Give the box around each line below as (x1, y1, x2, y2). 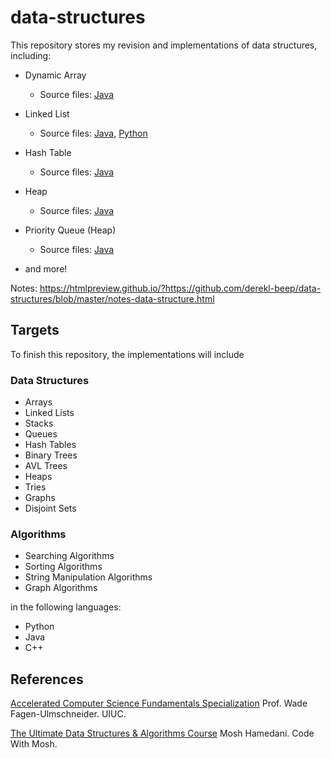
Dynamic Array (24, 69, 87, 81)
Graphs (24, 492, 56, 504)
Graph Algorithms (24, 582, 98, 594)
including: (10, 49, 52, 61)
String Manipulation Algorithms (24, 571, 153, 583)
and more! (24, 262, 68, 275)
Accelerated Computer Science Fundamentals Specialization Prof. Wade (10, 697, 308, 710)
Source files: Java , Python (39, 127, 148, 139)
